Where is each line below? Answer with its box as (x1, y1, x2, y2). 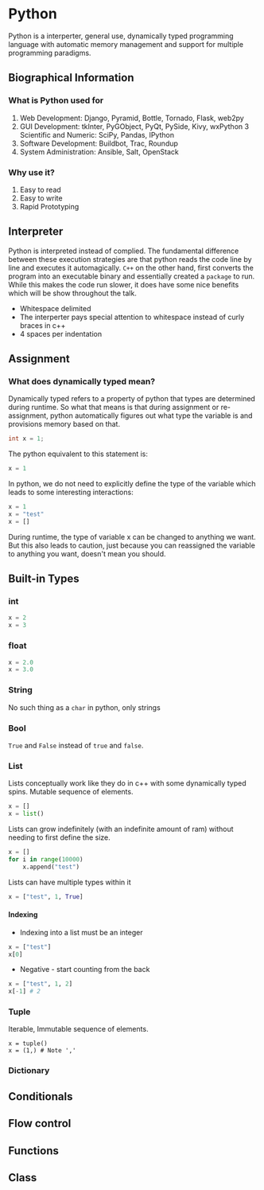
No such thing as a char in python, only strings (8, 702, 161, 712)
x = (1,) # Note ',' (8, 1047, 77, 1055)
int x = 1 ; (8, 435, 45, 443)
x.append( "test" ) (22, 863, 80, 871)
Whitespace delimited (19, 303, 91, 313)
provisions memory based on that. (8, 419, 121, 429)
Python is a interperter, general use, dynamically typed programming (8, 31, 234, 41)
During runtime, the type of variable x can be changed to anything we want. (8, 532, 256, 541)
